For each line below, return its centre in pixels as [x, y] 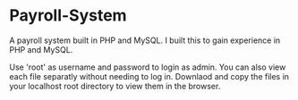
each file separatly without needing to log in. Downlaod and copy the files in [149, 76]
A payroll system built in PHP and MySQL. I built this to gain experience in [145, 40]
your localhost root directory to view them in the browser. [115, 86]
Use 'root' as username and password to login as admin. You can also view [148, 67]
